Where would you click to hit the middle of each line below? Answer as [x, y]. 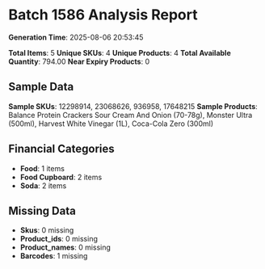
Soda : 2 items [43, 185]
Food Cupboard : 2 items [61, 177]
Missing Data [42, 210]
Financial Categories [61, 149]
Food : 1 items [42, 168]
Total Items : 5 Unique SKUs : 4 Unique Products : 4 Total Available [120, 53]
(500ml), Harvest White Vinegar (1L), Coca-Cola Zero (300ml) [111, 124]
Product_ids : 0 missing [59, 239]
